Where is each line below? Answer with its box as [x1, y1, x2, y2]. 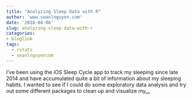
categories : [6, 31, 35, 36]
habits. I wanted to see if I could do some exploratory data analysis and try [6, 81, 187, 88]
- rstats [11, 47, 33, 53]
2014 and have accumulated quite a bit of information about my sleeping [6, 75, 181, 82]
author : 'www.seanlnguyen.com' [6, 14, 83, 20]
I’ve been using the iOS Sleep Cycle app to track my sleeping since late [6, 68, 178, 75]
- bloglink [6, 36, 33, 42]
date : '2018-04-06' [6, 19, 54, 25]
